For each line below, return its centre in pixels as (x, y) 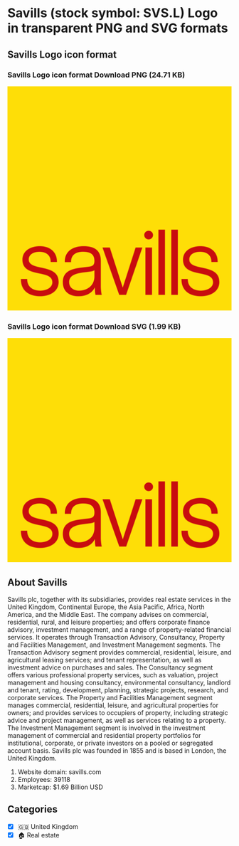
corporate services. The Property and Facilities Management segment (110, 697)
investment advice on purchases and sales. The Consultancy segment (110, 667)
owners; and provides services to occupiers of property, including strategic (118, 712)
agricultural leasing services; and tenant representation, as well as (105, 660)
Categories (33, 809)
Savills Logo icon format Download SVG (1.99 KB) (94, 327)
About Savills (37, 582)
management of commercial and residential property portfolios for (104, 735)
